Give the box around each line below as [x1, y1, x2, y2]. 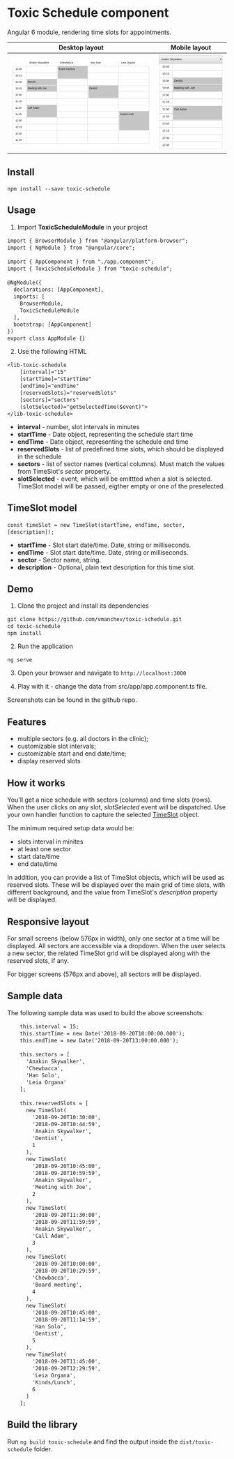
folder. [33, 1444, 52, 1453]
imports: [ [13, 293, 45, 300]
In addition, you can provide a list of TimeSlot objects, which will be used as [7, 874, 225, 882]
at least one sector [17, 845, 72, 853]
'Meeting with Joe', [32, 1183, 92, 1190]
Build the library [7, 1419, 78, 1431]
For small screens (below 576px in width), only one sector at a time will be [7, 934, 220, 943]
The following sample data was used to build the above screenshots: [7, 1008, 204, 1017]
